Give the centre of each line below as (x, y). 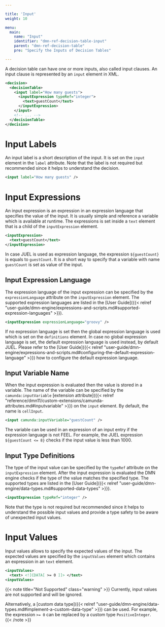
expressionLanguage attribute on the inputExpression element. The (72, 297)
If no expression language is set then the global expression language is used (83, 332)
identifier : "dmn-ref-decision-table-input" (60, 41)
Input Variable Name (37, 373)
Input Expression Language (48, 280)
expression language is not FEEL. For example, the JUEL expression (74, 435)
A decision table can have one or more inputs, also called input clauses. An (81, 69)
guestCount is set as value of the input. (44, 264)
